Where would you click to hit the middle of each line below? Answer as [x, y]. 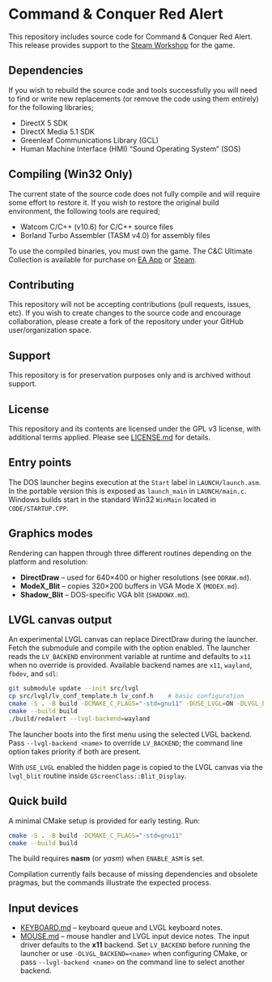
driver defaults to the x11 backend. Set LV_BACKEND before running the [135, 945]
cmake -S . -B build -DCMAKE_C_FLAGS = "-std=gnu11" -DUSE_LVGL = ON [121, 704]
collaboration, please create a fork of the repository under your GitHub [126, 321]
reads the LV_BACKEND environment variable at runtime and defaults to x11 [130, 657]
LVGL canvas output [60, 620]
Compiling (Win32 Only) [71, 174]
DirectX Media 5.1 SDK [57, 131]
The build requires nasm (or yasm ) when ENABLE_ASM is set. [106, 858]
